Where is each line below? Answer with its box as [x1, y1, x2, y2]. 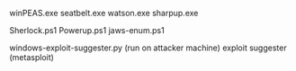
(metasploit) [9, 52, 54, 62]
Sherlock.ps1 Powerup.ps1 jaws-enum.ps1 [9, 25, 165, 35]
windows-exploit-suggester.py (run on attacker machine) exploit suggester [9, 42, 287, 53]
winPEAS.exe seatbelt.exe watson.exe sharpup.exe [9, 8, 199, 18]
